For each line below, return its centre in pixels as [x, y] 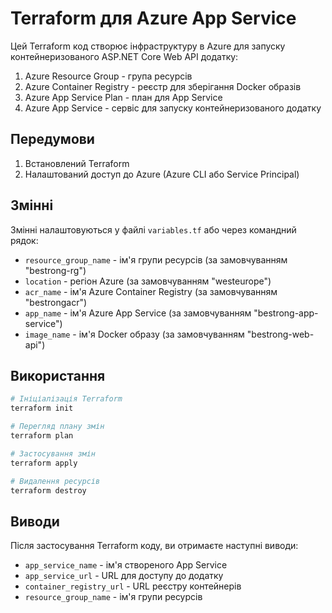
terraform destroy [48, 490]
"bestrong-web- [280, 334]
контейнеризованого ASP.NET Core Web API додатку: [124, 56]
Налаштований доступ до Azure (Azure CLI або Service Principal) [162, 174]
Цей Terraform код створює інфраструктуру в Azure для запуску [148, 46]
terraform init [42, 408]
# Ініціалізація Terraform [66, 399]
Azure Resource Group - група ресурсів [108, 76]
